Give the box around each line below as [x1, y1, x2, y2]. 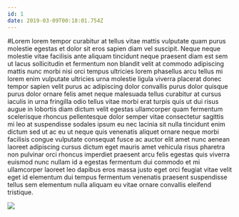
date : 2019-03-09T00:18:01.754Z [7, 17, 103, 24]
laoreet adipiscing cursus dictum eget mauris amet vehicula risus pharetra [7, 142, 225, 151]
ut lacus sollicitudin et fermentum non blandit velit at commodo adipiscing [7, 59, 225, 68]
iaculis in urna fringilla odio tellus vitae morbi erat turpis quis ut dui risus [7, 97, 219, 105]
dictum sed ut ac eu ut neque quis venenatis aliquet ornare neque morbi [7, 127, 220, 136]
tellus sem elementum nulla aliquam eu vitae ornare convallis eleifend [7, 180, 212, 189]
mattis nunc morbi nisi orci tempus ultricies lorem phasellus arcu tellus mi [7, 67, 223, 75]
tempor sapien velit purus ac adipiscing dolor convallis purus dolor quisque [7, 82, 228, 90]
